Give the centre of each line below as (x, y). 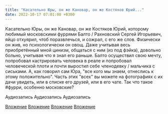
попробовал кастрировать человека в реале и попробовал (68, 60)
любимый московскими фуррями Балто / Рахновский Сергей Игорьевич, (83, 34)
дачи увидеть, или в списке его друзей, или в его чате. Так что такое (79, 82)
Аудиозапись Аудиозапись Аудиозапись (48, 97)
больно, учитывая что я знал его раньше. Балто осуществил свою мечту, (84, 55)
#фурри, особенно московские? (39, 87)
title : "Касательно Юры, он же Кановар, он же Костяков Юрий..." (74, 10)
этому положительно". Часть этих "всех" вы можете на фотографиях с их (84, 76)
